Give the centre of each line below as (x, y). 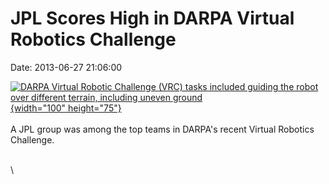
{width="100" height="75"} (66, 108)
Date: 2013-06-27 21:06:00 (66, 67)
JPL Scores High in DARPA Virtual (152, 18)
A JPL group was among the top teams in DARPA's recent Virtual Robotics (162, 129)
